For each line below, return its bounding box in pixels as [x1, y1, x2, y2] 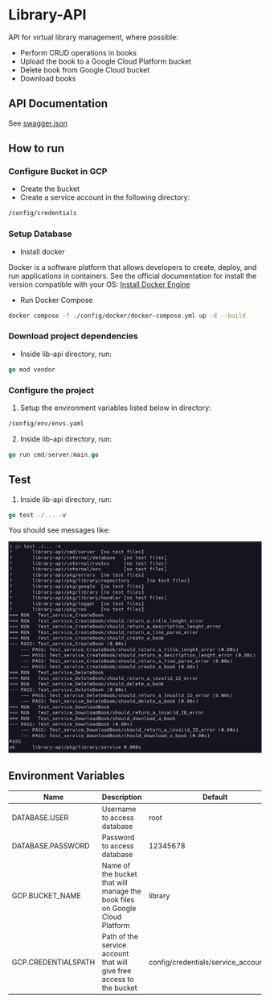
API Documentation [8, 97, 108, 110]
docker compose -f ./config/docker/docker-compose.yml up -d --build [8, 312, 247, 320]
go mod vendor [8, 365, 56, 374]
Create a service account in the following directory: [19, 193, 190, 202]
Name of [101, 860, 131, 871]
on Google [101, 904, 137, 914]
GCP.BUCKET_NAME [11, 890, 82, 900]
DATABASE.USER [11, 812, 69, 823]
